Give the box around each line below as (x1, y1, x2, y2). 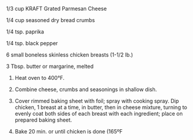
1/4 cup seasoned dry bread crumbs (6, 17, 95, 23)
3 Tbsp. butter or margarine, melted (6, 63, 94, 70)
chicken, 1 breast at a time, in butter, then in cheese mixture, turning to (14, 104, 188, 111)
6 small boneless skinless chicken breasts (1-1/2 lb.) (6, 51, 134, 58)
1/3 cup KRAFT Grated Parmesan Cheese (6, 5, 107, 12)
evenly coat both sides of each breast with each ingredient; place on (14, 110, 183, 117)
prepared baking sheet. (14, 116, 72, 123)
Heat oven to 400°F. (14, 74, 65, 81)
